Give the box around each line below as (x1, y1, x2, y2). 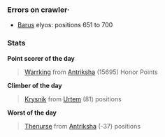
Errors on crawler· (7, 5, 70, 15)
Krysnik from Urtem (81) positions (24, 94, 122, 103)
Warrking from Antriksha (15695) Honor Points (24, 68, 159, 76)
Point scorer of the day (7, 54, 76, 62)
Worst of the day (7, 108, 57, 117)
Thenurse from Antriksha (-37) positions (24, 122, 141, 130)
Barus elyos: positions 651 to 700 (17, 21, 113, 29)
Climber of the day (7, 81, 63, 89)
